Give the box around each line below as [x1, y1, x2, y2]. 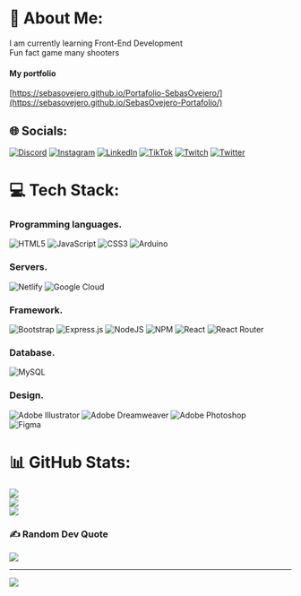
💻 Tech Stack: [9, 180, 120, 201]
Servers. [9, 261, 47, 273]
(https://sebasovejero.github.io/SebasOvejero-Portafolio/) [9, 98, 223, 108]
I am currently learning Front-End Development [9, 38, 184, 48]
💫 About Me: [9, 8, 104, 29]
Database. [9, 346, 56, 358]
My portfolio [9, 67, 56, 79]
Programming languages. [9, 219, 123, 231]
